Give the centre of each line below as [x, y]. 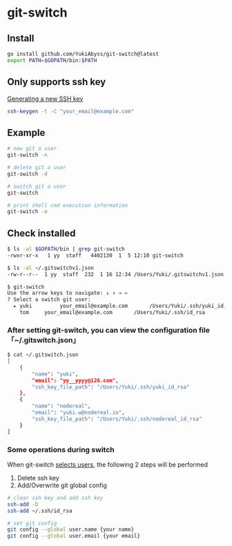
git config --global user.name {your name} [71, 529]
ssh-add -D [23, 504]
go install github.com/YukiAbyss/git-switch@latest [83, 54]
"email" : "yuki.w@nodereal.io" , [79, 413]
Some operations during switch [61, 449]
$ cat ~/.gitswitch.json [43, 355]
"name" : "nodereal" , [61, 406]
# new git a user [32, 149]
